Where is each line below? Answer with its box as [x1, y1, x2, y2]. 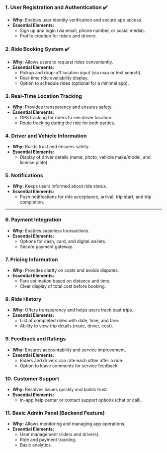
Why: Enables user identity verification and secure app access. [12, 17, 143, 23]
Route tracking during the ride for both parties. [19, 120, 115, 126]
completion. [19, 199, 45, 205]
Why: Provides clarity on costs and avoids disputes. [12, 267, 119, 273]
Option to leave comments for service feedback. [19, 363, 119, 369]
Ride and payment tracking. [19, 437, 77, 443]
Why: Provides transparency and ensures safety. [12, 104, 113, 110]
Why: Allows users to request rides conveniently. [12, 59, 113, 65]
